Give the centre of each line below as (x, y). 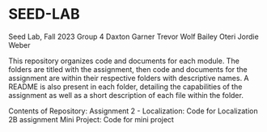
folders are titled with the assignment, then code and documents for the (128, 69)
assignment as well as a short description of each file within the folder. (126, 95)
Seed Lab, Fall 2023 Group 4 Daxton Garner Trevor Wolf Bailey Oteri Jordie (133, 36)
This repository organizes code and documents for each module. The (124, 61)
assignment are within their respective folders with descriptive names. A (129, 78)
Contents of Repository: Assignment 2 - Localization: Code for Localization (133, 111)
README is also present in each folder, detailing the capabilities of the (125, 87)
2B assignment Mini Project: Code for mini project (91, 119)
